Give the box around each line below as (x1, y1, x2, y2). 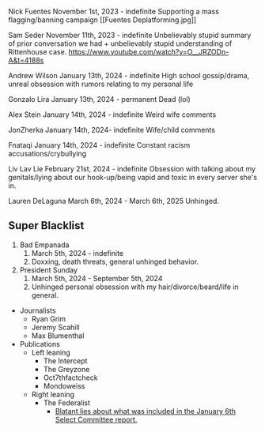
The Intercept (43, 355, 88, 366)
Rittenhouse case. (8, 47, 67, 56)
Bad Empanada (19, 240, 70, 250)
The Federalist (43, 398, 91, 408)
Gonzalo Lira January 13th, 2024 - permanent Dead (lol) (8, 95, 191, 103)
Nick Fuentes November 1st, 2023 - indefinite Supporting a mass (8, 7, 220, 16)
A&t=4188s (8, 55, 44, 65)
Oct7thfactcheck (43, 373, 98, 382)
